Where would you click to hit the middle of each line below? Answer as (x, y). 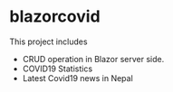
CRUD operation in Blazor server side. (93, 59)
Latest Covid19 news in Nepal (77, 78)
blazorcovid (55, 17)
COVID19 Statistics (58, 69)
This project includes (48, 41)
